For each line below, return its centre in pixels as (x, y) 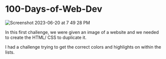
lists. (10, 52)
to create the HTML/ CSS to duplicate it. (46, 37)
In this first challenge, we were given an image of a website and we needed (82, 32)
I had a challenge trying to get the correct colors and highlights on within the (83, 47)
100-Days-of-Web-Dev (54, 9)
